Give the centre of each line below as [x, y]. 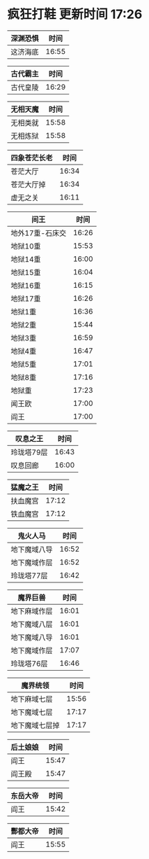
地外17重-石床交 [39, 233]
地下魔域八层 [32, 624]
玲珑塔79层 [29, 452]
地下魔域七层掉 [36, 725]
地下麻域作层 [32, 611]
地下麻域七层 [32, 699]
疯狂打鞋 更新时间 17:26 [75, 14]
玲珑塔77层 [29, 575]
